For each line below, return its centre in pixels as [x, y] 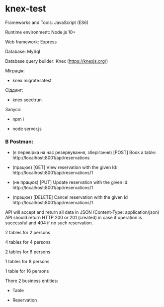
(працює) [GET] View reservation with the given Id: [65, 167]
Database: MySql [23, 51]
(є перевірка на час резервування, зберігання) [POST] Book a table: [84, 153]
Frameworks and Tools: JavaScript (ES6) [47, 22]
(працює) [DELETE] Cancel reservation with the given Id [70, 197]
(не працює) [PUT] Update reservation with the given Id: [70, 182]
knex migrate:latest [32, 80]
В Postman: [19, 142]
